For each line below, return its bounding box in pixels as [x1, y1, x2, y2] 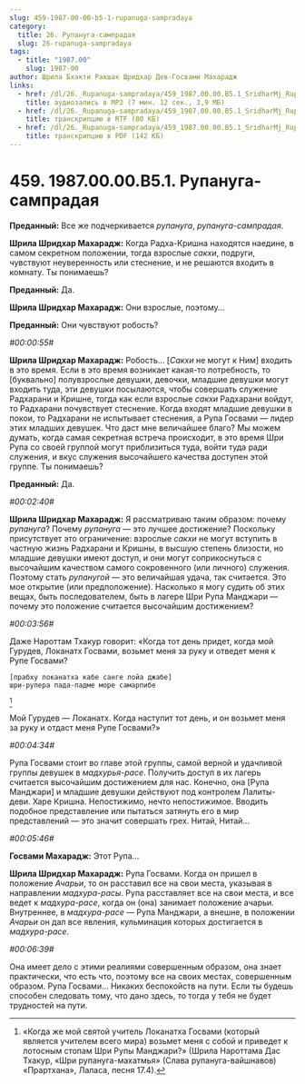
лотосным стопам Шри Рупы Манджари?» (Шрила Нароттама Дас [22, 1045, 281, 1056]
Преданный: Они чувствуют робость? [9, 319, 159, 330]
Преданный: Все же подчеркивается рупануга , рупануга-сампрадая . [9, 220, 284, 231]
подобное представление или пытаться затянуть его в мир [9, 805, 240, 816]
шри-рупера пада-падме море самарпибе [9, 681, 156, 690]
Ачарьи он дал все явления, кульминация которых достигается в [9, 916, 263, 927]
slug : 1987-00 [25, 65, 79, 74]
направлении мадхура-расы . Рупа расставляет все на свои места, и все [9, 887, 294, 898]
